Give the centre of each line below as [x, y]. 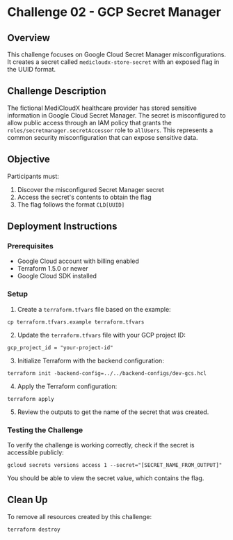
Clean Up [27, 500]
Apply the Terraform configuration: [67, 386]
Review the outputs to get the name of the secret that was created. [113, 412]
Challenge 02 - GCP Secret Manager [114, 12]
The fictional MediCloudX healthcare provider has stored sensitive [102, 108]
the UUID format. [31, 69]
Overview [29, 38]
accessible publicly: [35, 452]
